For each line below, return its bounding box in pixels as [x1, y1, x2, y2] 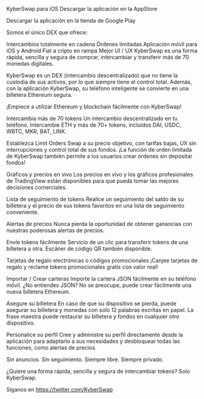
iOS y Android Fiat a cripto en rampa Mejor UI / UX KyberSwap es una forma [6, 47, 198, 54]
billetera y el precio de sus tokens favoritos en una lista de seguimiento [6, 202, 185, 209]
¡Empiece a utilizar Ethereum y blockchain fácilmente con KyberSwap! [6, 103, 182, 110]
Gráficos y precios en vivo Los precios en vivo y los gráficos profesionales [6, 171, 194, 178]
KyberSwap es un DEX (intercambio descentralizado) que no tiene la [6, 72, 178, 79]
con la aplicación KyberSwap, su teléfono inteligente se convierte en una [6, 85, 189, 92]
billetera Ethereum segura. [6, 91, 73, 98]
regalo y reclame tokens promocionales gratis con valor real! [6, 263, 158, 270]
